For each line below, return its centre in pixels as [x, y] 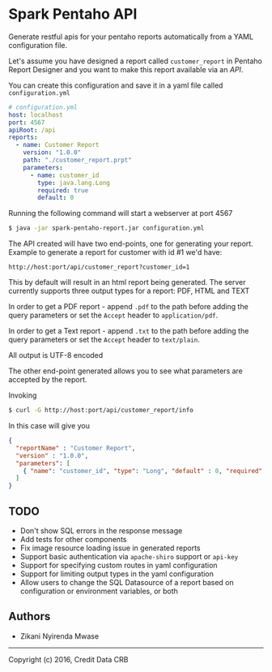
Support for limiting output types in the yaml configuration [117, 574]
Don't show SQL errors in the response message [101, 531]
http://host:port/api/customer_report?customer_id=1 [99, 267]
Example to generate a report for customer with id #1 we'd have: [115, 252]
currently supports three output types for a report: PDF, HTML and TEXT [129, 291]
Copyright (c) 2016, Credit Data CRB [68, 659]
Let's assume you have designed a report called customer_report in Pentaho [136, 61]
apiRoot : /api [32, 130]
